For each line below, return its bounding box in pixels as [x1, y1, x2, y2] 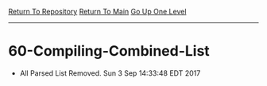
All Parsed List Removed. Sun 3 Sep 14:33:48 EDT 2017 [19, 68, 201, 78]
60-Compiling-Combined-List [8, 42, 211, 61]
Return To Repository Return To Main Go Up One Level [8, 7, 187, 16]
